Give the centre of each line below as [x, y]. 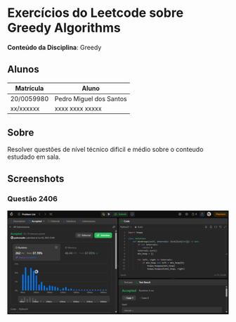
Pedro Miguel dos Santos [91, 98]
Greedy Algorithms [64, 28]
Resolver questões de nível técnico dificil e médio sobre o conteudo [105, 150]
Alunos [24, 69]
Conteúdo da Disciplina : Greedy [54, 47]
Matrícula [29, 89]
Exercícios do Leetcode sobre [96, 13]
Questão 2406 [33, 199]
